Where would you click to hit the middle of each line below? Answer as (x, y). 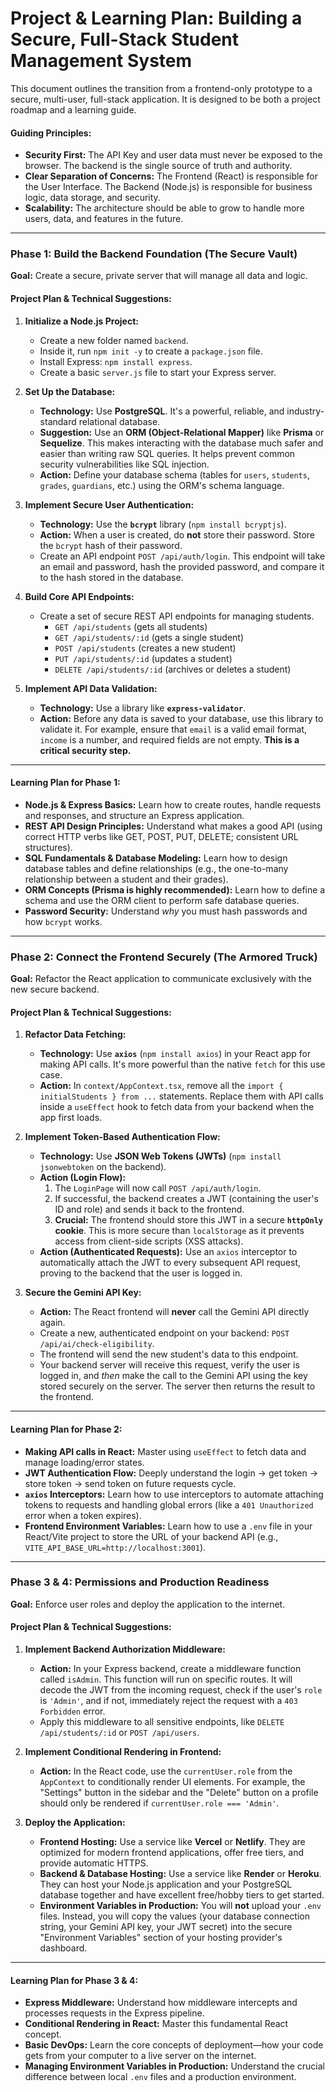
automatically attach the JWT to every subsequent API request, (170, 1263)
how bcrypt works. (63, 921)
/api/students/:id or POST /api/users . (119, 1733)
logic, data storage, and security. (92, 198)
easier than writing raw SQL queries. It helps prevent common (167, 453)
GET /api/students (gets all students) (131, 626)
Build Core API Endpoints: (79, 596)
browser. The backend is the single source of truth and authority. (158, 166)
